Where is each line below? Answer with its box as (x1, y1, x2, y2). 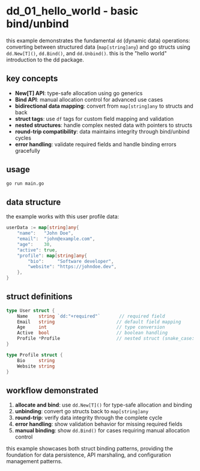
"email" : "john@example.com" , (17, 236, 95, 242)
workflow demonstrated (6, 385, 98, 395)
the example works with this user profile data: (6, 213, 120, 220)
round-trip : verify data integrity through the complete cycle (14, 414, 163, 422)
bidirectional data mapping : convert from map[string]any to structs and (14, 102, 193, 109)
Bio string (17, 357, 55, 363)
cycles (14, 134, 32, 141)
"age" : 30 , (17, 241, 52, 247)
